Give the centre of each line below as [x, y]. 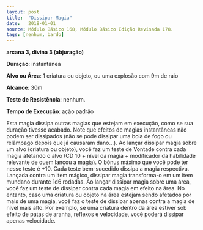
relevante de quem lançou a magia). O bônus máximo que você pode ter [97, 162]
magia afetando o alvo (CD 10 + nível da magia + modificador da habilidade [101, 156]
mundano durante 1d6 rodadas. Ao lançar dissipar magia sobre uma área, [99, 182]
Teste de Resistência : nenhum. [46, 100]
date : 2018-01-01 [31, 23]
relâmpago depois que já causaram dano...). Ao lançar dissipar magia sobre [102, 143]
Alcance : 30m [24, 88]
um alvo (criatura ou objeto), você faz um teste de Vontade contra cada [96, 149]
